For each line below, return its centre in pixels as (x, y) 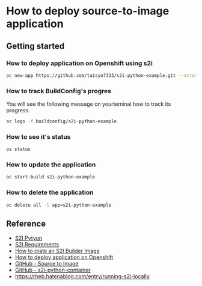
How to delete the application (50, 192)
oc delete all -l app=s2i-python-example (59, 205)
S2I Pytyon (29, 238)
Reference (26, 224)
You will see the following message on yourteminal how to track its (89, 104)
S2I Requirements (37, 245)
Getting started (35, 46)
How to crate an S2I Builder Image (57, 251)
